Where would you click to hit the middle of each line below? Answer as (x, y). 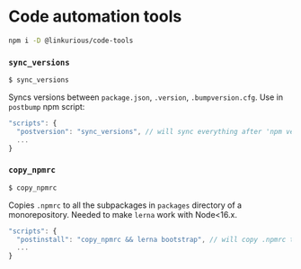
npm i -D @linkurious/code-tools (71, 40)
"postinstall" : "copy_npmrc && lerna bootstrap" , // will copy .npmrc (151, 239)
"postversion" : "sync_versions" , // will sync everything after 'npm (149, 131)
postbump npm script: (47, 106)
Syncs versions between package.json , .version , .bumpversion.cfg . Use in (146, 97)
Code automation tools (95, 17)
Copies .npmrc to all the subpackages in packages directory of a (125, 205)
